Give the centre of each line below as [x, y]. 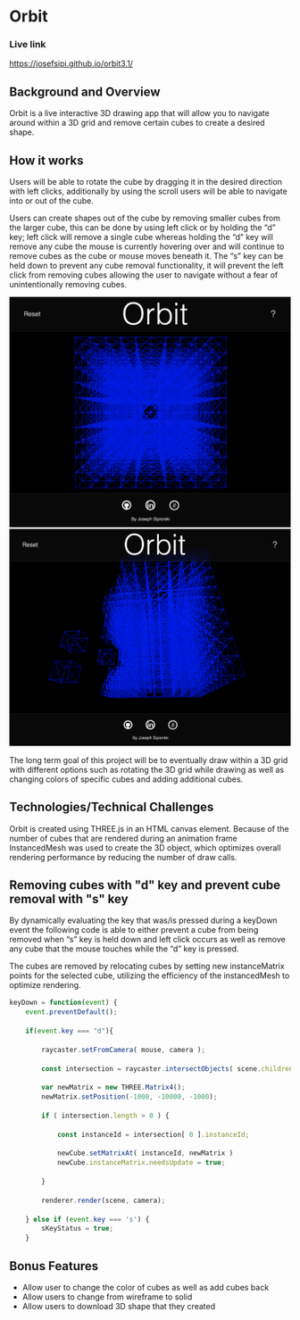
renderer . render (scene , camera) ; [104, 1200]
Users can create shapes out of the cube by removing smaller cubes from [145, 218]
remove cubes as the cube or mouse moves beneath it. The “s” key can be [146, 256]
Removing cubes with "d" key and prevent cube [145, 885]
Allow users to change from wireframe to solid [107, 1297]
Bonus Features [54, 1266]
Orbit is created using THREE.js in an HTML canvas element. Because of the [149, 828]
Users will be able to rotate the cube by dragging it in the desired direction [146, 182]
